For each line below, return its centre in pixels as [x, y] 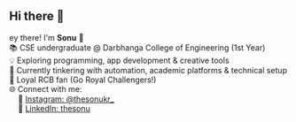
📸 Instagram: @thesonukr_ [66, 99]
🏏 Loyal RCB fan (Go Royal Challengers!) [83, 80]
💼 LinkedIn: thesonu [54, 108]
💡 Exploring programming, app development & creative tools [119, 60]
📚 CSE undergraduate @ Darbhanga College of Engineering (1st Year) [137, 47]
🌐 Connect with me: [46, 88]
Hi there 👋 [37, 16]
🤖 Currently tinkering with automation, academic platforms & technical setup [148, 70]
